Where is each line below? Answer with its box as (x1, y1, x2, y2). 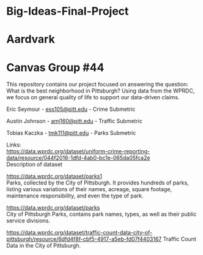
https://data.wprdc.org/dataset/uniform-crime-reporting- (6, 148, 150, 155)
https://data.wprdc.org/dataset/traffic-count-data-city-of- (6, 229, 153, 237)
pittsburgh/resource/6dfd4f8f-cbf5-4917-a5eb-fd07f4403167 (6, 235, 162, 243)
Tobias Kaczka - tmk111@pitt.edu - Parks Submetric (6, 129, 136, 137)
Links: (6, 141, 21, 148)
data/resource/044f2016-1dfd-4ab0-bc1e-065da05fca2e (6, 154, 150, 162)
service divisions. (6, 217, 51, 224)
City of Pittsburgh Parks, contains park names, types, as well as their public (6, 210, 197, 218)
